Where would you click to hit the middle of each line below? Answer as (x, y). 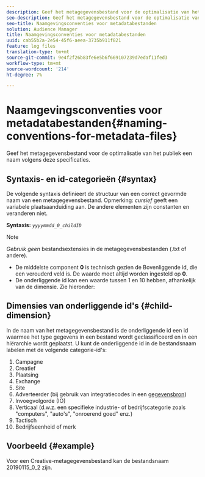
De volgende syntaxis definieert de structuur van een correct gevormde (97, 194)
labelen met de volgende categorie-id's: (56, 350)
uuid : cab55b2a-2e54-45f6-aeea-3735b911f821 (64, 40)
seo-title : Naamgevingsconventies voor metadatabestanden (81, 23)
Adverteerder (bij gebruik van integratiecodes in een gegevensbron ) (101, 394)
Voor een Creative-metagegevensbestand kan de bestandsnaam (88, 460)
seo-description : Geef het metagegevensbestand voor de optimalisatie (98, 18)
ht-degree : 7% (24, 75)
